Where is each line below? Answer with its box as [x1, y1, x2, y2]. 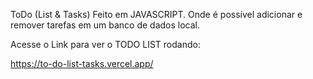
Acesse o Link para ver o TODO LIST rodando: [10, 39, 201, 50]
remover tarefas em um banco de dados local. [10, 19, 201, 31]
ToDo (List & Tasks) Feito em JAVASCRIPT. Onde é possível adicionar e [10, 9, 303, 20]
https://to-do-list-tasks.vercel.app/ [10, 58, 154, 69]
